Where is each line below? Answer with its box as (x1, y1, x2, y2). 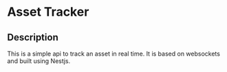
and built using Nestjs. (7, 57, 71, 65)
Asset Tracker (7, 4, 89, 20)
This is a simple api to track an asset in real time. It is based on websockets (7, 49, 220, 58)
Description (7, 32, 58, 43)
